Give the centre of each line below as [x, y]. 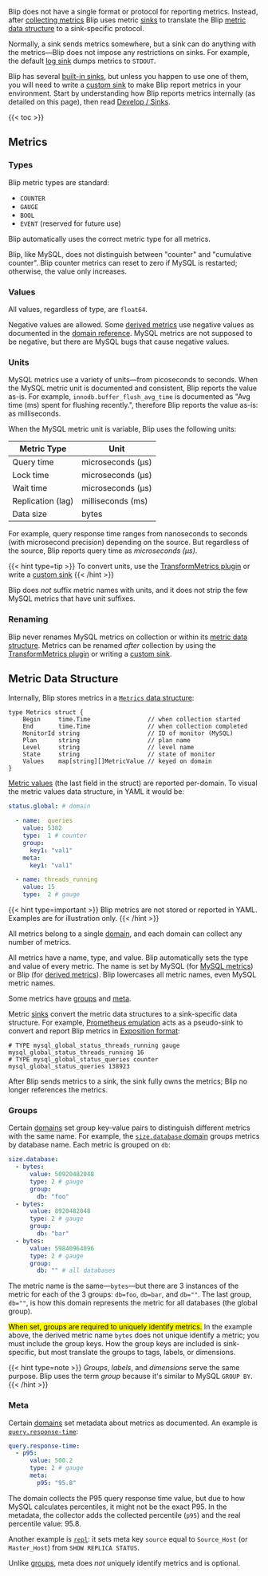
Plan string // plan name [107, 741]
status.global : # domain [49, 806]
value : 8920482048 [60, 1211]
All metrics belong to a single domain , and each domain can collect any [125, 934]
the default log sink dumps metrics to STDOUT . [82, 61]
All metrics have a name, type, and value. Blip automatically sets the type [128, 958]
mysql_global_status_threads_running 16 [77, 1053]
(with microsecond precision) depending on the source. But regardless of [129, 543]
